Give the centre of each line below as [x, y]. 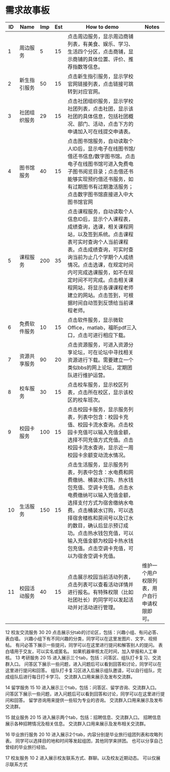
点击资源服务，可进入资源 [98, 345]
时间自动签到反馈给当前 [100, 303]
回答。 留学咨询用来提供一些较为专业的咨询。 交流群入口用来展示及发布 [88, 700]
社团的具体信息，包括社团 [98, 116]
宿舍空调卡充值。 [98, 556]
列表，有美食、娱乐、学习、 [100, 44]
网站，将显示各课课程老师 [103, 287]
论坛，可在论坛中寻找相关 [103, 352]
